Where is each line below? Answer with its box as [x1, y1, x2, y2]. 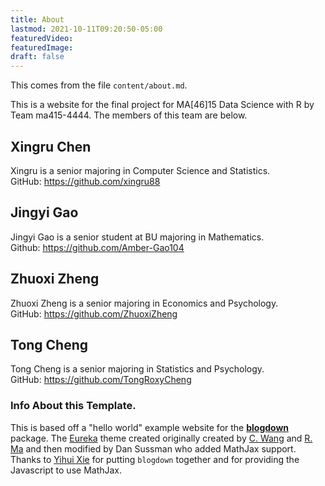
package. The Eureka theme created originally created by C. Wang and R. [10, 432, 313, 444]
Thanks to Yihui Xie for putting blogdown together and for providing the [10, 453, 300, 465]
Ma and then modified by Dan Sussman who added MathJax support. [10, 442, 297, 455]
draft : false [10, 52, 65, 62]
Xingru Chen [10, 138, 92, 155]
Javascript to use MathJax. [10, 464, 123, 476]
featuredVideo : [10, 33, 74, 43]
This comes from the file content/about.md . [10, 79, 188, 91]
